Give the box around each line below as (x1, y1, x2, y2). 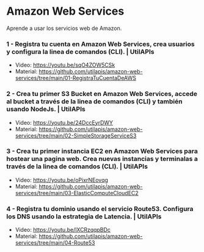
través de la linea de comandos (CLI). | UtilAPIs (6, 162, 148, 171)
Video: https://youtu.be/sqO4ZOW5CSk (15, 61, 115, 69)
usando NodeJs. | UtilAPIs (6, 105, 86, 114)
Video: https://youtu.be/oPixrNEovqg (15, 176, 109, 183)
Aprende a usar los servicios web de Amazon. (6, 24, 122, 32)
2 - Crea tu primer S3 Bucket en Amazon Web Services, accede (6, 90, 197, 98)
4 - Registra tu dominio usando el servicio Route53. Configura (6, 204, 194, 213)
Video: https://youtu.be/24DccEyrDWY (15, 119, 114, 126)
